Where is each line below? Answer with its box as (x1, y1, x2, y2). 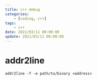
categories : (5, 12, 29, 16)
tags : (5, 20, 16, 26)
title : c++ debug (5, 7, 40, 12)
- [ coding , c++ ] (14, 16, 47, 21)
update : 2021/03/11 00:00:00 (5, 34, 64, 39)
